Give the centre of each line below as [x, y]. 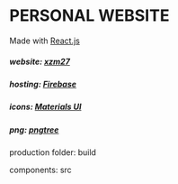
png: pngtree [34, 129]
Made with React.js [45, 41]
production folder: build [53, 152]
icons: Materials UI [45, 107]
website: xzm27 [40, 61]
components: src [40, 170]
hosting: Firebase [43, 84]
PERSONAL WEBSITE [89, 16]
